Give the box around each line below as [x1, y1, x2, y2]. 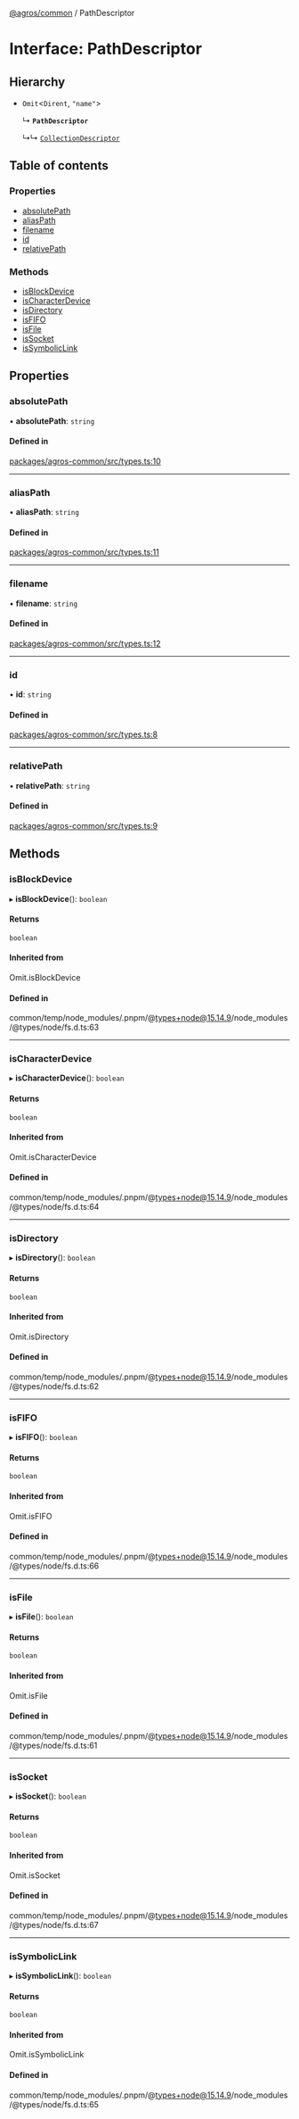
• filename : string [9, 598, 78, 608]
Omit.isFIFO [9, 1511, 53, 1521]
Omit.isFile [9, 1690, 48, 1701]
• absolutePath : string [9, 415, 95, 426]
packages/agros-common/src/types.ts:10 [9, 455, 162, 467]
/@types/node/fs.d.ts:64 [9, 1202, 100, 1213]
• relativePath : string [9, 780, 91, 790]
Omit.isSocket [9, 1869, 61, 1881]
